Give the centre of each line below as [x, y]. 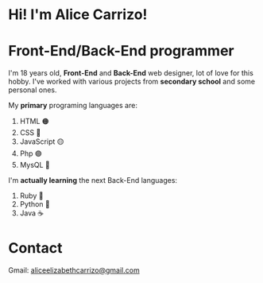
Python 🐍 [35, 204]
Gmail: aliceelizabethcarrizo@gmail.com [74, 270]
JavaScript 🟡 [42, 141]
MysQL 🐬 [35, 165]
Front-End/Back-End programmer [121, 51]
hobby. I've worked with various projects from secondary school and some [132, 82]
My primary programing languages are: [73, 106]
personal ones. [33, 90]
